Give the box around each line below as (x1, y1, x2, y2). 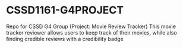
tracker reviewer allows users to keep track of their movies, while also (6, 29, 177, 36)
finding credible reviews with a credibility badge (6, 35, 124, 42)
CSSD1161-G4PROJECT (6, 4, 124, 17)
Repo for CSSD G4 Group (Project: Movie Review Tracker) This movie (6, 23, 176, 30)
